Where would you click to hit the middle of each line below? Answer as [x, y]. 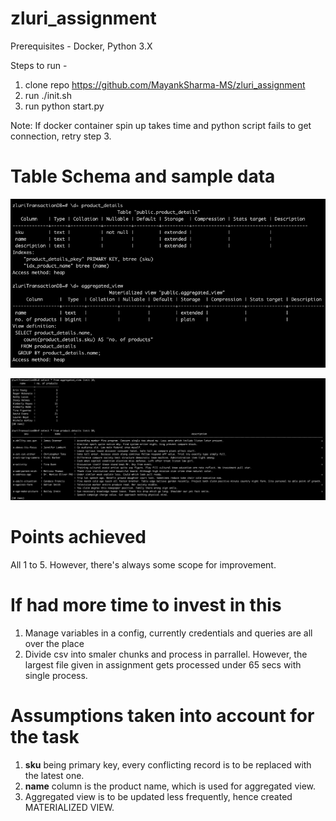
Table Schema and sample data [143, 176]
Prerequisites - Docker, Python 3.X [81, 46]
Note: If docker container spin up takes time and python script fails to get [161, 125]
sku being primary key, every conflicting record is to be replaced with [168, 765]
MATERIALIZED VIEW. [69, 808]
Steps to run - [39, 65]
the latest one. [54, 776]
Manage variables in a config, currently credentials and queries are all [168, 633]
